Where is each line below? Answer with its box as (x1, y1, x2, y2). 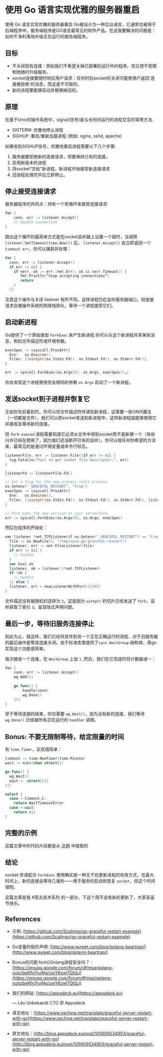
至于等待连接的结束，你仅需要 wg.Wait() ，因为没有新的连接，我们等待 (5, 711, 145, 717)
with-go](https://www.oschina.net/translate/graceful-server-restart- (12, 1015, 149, 1022)
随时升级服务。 (20, 69, 51, 75)
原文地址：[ (12, 1031, 35, 1037)
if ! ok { (9, 571, 27, 576)
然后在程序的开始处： (5, 525, 48, 530)
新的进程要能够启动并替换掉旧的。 (12, 87, 81, 93)
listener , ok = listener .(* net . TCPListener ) (9, 566, 101, 571)
